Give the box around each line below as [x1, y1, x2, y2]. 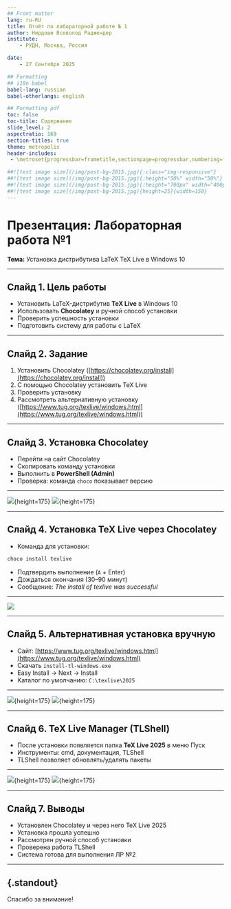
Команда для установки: [16, 542, 90, 550]
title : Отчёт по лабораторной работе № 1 [7, 23, 128, 30]
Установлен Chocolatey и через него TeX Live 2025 [16, 821, 167, 830]
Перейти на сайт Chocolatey [16, 455, 100, 463]
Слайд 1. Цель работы [7, 281, 107, 293]
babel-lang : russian [7, 86, 67, 93]
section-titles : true [7, 137, 69, 144]
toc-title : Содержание [7, 118, 72, 125]
